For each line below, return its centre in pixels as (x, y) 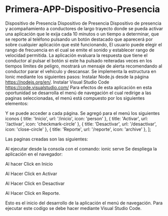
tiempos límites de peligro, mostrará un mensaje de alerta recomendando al (84, 66)
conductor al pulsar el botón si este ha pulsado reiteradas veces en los (79, 60)
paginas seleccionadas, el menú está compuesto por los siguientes (75, 98)
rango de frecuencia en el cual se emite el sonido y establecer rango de (80, 50)
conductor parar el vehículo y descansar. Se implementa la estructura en (81, 71)
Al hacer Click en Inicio (29, 164)
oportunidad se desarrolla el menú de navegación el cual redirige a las (78, 93)
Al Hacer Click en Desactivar (35, 183)
